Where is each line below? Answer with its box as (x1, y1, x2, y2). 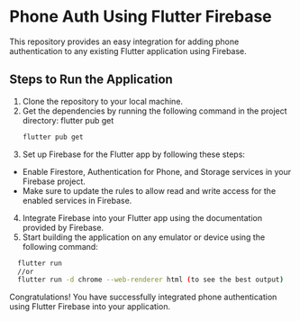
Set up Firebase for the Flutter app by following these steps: (22, 149, 246, 160)
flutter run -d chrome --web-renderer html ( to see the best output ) (17, 275, 284, 285)
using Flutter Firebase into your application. (9, 301, 171, 312)
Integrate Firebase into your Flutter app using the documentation (22, 212, 263, 223)
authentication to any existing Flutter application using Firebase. (9, 45, 248, 56)
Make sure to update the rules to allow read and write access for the (22, 185, 277, 196)
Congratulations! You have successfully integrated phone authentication (9, 291, 277, 303)
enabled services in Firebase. (22, 195, 132, 206)
